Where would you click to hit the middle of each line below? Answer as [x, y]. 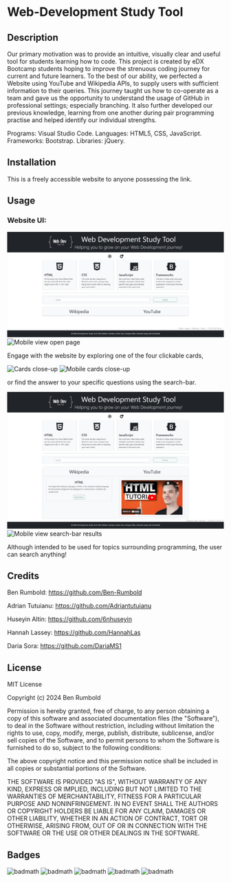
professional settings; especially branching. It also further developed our [110, 105]
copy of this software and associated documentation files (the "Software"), [113, 718]
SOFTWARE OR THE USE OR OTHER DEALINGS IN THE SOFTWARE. [103, 833]
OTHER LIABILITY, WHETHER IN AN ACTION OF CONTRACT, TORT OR [107, 819]
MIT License [25, 685]
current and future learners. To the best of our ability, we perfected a [105, 76]
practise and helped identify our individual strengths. [82, 120]
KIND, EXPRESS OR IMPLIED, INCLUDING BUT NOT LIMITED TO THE [104, 789]
